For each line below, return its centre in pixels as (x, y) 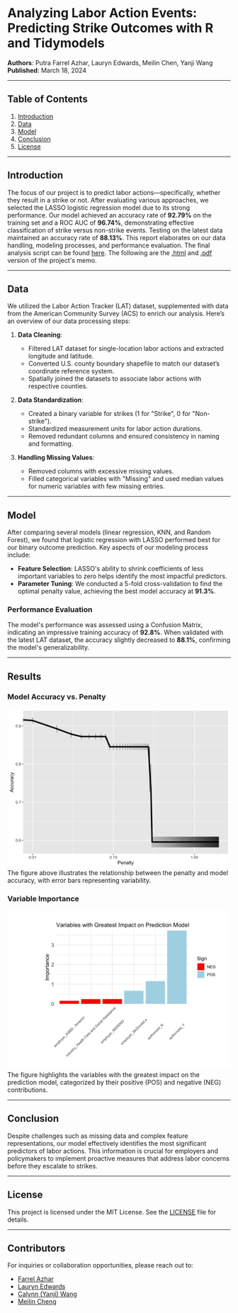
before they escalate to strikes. (52, 1166)
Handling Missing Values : (56, 458)
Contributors (36, 1249)
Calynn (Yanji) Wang (47, 1294)
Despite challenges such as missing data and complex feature (98, 1136)
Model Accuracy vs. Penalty (57, 697)
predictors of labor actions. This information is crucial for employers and (113, 1151)
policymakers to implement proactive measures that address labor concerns (119, 1158)
